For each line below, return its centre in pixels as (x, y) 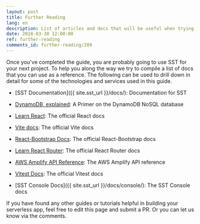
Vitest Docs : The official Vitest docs (59, 173)
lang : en (17, 23)
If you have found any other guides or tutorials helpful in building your (92, 203)
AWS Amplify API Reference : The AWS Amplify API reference (90, 162)
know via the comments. (37, 216)
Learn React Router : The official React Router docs (78, 151)
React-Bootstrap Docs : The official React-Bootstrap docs (85, 139)
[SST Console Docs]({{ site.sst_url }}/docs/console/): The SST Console (102, 185)
